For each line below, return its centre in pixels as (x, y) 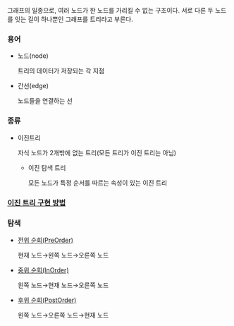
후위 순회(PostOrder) (47, 300)
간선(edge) (33, 86)
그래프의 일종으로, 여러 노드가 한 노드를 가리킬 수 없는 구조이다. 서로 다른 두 (110, 10)
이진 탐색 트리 (47, 167)
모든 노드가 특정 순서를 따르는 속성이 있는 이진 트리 (98, 183)
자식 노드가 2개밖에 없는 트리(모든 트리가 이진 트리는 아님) (97, 152)
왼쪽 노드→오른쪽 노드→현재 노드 (63, 315)
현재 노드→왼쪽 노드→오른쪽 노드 (63, 255)
